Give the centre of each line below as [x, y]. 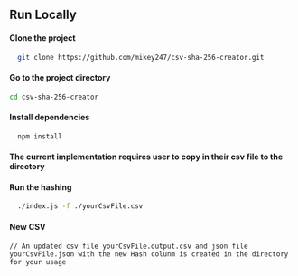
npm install [40, 136]
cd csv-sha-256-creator [54, 97]
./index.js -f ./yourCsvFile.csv [80, 206]
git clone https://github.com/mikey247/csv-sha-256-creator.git [141, 57]
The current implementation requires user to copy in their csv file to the [146, 157]
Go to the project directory [60, 78]
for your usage [38, 262]
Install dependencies [50, 118]
